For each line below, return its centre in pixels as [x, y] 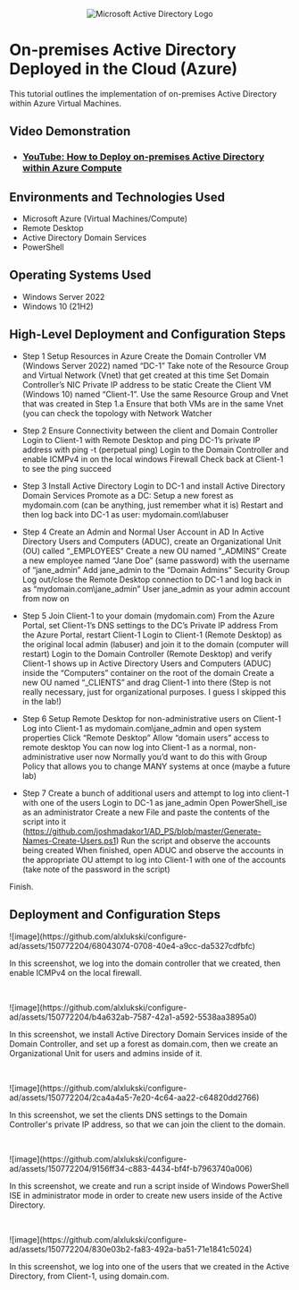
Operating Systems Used [80, 275]
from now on [46, 598]
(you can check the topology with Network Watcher [117, 413]
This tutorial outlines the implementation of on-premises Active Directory [143, 93]
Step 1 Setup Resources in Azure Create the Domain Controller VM [144, 356]
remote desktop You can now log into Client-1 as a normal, [129, 747]
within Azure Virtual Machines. [66, 103]
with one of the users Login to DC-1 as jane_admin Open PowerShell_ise [154, 802]
